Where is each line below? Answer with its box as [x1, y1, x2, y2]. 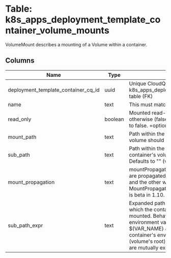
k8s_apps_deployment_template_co [5, 14, 161, 25]
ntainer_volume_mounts [5, 25, 109, 36]
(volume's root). [129, 238, 167, 245]
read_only [8, 116, 32, 123]
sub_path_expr [8, 222, 43, 229]
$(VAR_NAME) [129, 225, 164, 232]
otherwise [129, 116, 153, 123]
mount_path [8, 133, 37, 140]
